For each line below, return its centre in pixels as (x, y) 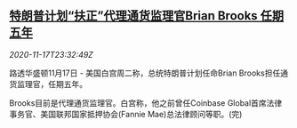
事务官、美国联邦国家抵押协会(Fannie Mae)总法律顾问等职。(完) (126, 114)
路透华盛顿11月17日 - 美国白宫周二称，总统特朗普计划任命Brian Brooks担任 (145, 73)
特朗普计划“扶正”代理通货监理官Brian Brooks (133, 16)
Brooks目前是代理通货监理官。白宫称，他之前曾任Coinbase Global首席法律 (146, 103)
